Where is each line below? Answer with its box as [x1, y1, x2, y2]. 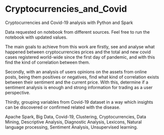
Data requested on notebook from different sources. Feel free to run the [5, 29, 150, 35]
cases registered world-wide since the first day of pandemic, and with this [5, 54, 155, 60]
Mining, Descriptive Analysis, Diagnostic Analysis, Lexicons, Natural [5, 119, 142, 125]
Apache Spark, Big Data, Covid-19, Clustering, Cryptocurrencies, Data [5, 113, 146, 119]
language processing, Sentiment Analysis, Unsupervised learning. [5, 124, 138, 130]
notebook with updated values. [5, 34, 68, 40]
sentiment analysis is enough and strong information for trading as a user [5, 84, 153, 90]
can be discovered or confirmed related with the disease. [5, 104, 121, 110]
